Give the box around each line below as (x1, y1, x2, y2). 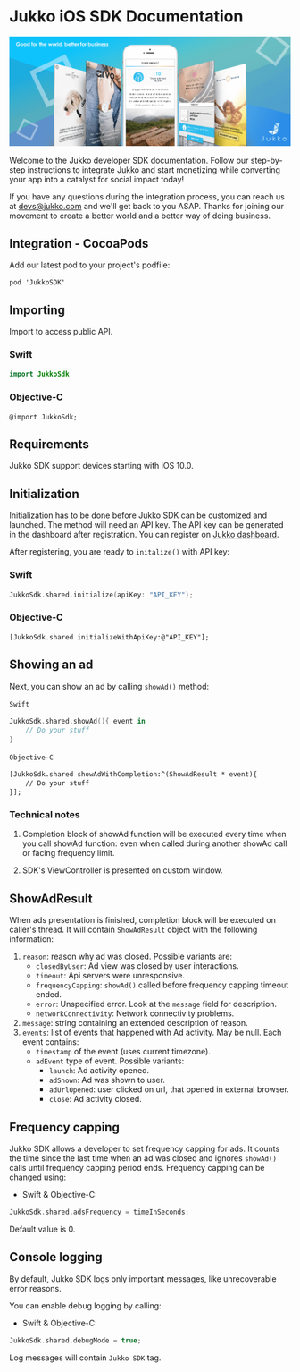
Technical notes (9, 809, 80, 821)
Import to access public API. (9, 326, 113, 337)
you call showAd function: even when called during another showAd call (21, 838, 287, 849)
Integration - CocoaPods (9, 235, 149, 251)
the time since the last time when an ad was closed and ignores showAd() (9, 1153, 278, 1164)
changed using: (9, 1172, 67, 1182)
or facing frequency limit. (21, 848, 115, 859)
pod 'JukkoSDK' (9, 278, 66, 287)
